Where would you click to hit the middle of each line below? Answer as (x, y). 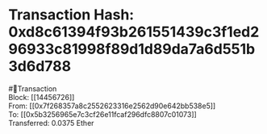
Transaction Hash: (71, 15)
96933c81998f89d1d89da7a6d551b (132, 49)
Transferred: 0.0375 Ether (51, 123)
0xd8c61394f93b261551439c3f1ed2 (134, 32)
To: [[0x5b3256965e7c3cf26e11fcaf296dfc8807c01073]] (103, 114)
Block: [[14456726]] (42, 97)
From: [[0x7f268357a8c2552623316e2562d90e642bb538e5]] (112, 106)
